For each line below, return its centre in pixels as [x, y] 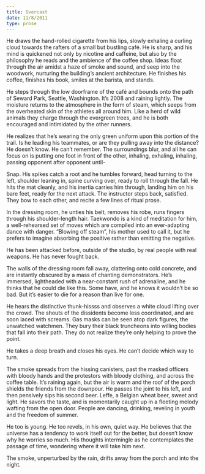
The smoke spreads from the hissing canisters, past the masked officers [98, 369]
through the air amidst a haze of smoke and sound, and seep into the [93, 67]
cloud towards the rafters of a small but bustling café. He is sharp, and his [99, 47]
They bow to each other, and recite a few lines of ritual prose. [84, 201]
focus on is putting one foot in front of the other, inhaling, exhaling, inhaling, [102, 156]
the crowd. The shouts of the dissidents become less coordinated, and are [100, 313]
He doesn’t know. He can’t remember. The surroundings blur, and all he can [102, 149]
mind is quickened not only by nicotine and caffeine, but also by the [91, 54]
